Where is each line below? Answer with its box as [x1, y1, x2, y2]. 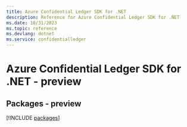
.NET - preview [6, 75, 82, 88]
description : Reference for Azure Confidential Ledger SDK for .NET [6, 14, 180, 20]
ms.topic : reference [6, 25, 58, 32]
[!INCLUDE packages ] [6, 114, 60, 121]
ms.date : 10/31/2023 [6, 20, 58, 26]
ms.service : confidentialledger [6, 36, 86, 42]
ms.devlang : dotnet [6, 31, 55, 37]
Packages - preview [6, 98, 82, 109]
